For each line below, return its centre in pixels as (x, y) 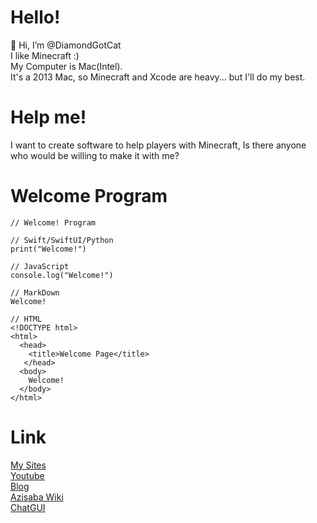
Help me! (48, 117)
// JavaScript (40, 266)
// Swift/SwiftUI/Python (62, 240)
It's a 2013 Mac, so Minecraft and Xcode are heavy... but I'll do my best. (158, 77)
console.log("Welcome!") (62, 275)
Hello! (35, 17)
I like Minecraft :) (45, 55)
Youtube (27, 475)
